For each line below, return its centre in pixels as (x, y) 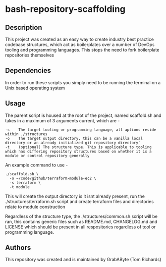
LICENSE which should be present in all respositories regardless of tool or (81, 227)
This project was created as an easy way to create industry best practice (80, 39)
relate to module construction (35, 207)
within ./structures (27, 134)
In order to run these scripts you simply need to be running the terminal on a (83, 82)
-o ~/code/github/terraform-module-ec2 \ (53, 178)
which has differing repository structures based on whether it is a (79, 151)
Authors (18, 248)
